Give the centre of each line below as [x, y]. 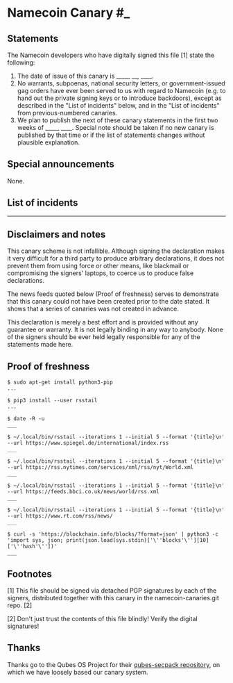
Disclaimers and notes [57, 234]
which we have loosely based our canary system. [78, 672]
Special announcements [61, 164]
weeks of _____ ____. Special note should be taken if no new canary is [115, 127]
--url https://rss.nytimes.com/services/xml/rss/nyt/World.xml [101, 468]
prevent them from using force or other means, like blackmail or [98, 266]
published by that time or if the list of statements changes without [111, 135]
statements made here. [40, 345]
